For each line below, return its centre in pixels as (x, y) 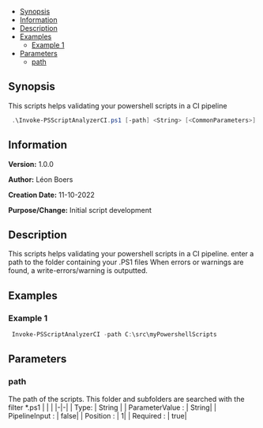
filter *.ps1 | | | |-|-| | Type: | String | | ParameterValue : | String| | (113, 407)
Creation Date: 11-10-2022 (51, 195)
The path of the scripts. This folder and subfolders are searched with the (126, 399)
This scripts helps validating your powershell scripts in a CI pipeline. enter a (131, 254)
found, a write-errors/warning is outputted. (78, 271)
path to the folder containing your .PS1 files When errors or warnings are (126, 262)
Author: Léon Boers (41, 179)
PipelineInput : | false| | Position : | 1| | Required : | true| (98, 415)
